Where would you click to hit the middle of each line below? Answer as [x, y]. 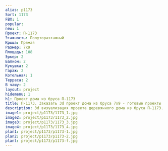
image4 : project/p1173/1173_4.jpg [42, 127]
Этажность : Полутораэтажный [35, 38]
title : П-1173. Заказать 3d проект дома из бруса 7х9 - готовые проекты [83, 104]
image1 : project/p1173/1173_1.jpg [42, 113]
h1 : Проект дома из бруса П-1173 [40, 99]
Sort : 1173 [17, 15]
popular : [14, 24]
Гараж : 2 [14, 71]
